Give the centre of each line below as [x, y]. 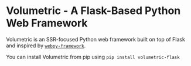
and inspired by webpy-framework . [46, 46]
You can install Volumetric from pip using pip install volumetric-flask [93, 57]
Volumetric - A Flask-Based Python [93, 11]
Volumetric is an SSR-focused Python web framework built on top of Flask [96, 39]
